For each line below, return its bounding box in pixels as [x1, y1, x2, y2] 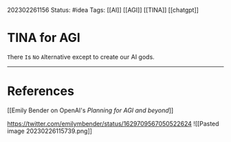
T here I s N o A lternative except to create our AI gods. [7, 52, 155, 61]
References [7, 83, 74, 99]
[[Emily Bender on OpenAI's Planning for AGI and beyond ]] [7, 106, 174, 114]
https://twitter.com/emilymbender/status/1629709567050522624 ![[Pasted [7, 119, 219, 128]
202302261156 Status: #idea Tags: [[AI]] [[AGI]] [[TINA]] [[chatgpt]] [7, 6, 199, 14]
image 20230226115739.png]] [7, 127, 93, 135]
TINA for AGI [7, 30, 80, 45]
